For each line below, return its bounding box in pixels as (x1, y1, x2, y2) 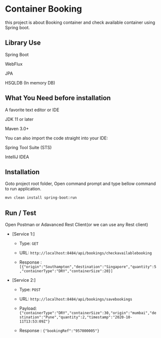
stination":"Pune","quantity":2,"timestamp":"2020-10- (19, 315, 132, 320)
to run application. (5, 186, 41, 192)
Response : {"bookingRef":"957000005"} (19, 328, 99, 334)
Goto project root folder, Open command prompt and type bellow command (5, 181, 156, 186)
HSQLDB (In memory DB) (5, 80, 56, 85)
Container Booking (5, 3, 82, 15)
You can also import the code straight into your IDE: (5, 135, 108, 141)
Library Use (5, 39, 41, 47)
